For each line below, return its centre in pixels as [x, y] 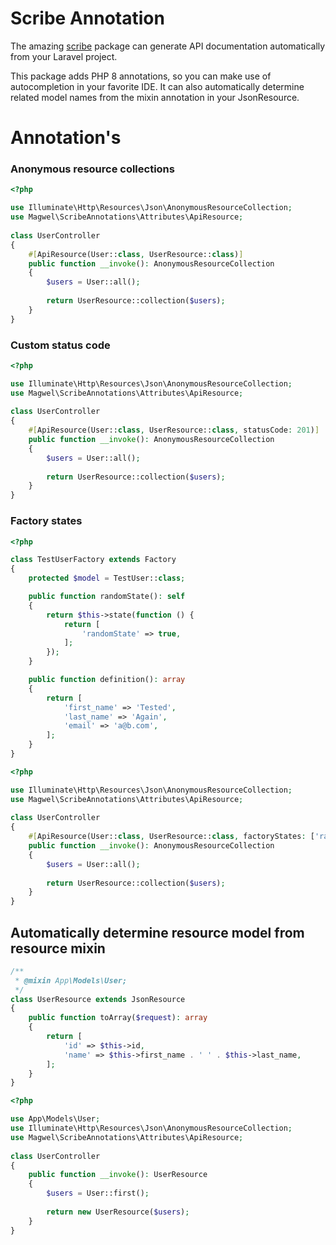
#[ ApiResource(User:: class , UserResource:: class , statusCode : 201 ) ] [174, 430]
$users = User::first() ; [98, 1193]
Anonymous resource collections [92, 169]
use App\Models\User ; [55, 1119]
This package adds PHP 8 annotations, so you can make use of [141, 76]
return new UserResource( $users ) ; [118, 1212]
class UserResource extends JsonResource [98, 999]
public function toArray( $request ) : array [118, 1018]
